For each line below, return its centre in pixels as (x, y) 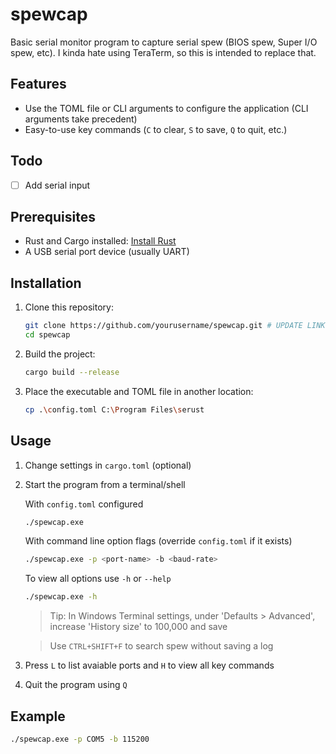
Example (38, 716)
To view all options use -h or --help (98, 579)
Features (38, 84)
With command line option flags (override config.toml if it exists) (158, 541)
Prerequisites (53, 217)
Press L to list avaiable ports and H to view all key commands (149, 665)
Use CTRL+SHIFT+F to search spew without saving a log (161, 646)
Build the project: (60, 354)
